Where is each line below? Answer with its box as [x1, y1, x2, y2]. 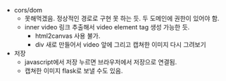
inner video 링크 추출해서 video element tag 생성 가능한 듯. [24, 23, 190, 31]
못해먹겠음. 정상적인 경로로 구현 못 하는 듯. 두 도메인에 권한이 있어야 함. [24, 14, 220, 22]
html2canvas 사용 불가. [34, 31, 101, 40]
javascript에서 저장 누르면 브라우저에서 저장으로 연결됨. [24, 58, 177, 66]
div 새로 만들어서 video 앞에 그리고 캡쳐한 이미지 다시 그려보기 [34, 40, 206, 48]
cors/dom [13, 6, 43, 14]
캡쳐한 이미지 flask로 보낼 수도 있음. [24, 66, 123, 75]
